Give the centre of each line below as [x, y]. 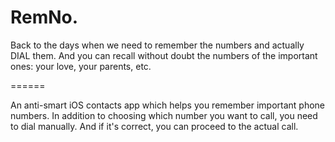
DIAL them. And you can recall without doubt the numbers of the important [164, 55]
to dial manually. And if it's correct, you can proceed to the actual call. [154, 126]
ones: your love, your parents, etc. [81, 66]
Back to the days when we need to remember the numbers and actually [157, 45]
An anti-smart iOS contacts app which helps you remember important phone [168, 105]
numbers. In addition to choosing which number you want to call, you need [164, 115]
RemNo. [44, 17]
